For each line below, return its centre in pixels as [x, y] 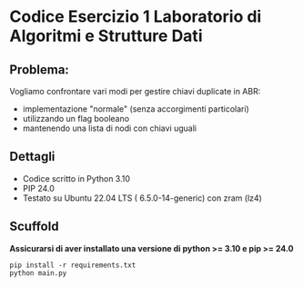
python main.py [38, 273]
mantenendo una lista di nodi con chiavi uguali [110, 128]
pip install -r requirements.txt [73, 265]
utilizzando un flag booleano [76, 119]
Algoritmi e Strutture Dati [106, 36]
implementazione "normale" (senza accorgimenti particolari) [136, 109]
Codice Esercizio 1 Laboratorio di [136, 17]
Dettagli [32, 157]
